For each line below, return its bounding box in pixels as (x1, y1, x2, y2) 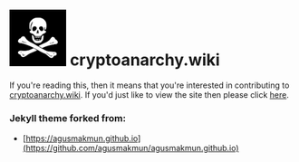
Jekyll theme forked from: (9, 112, 127, 125)
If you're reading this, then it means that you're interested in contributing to (9, 80, 290, 91)
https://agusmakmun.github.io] (25, 132, 141, 144)
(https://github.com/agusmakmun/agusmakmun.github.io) (22, 142, 239, 153)
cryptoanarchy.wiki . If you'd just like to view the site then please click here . (9, 90, 290, 100)
